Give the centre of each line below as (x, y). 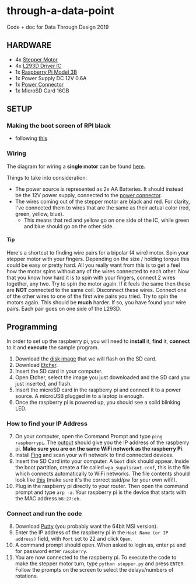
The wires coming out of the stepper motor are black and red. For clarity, (102, 201)
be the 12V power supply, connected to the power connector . (88, 195)
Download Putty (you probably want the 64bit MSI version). (86, 526)
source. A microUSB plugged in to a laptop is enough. (80, 396)
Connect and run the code (44, 513)
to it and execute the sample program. (53, 347)
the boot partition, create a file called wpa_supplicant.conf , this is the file (102, 468)
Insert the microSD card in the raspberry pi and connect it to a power (98, 390)
